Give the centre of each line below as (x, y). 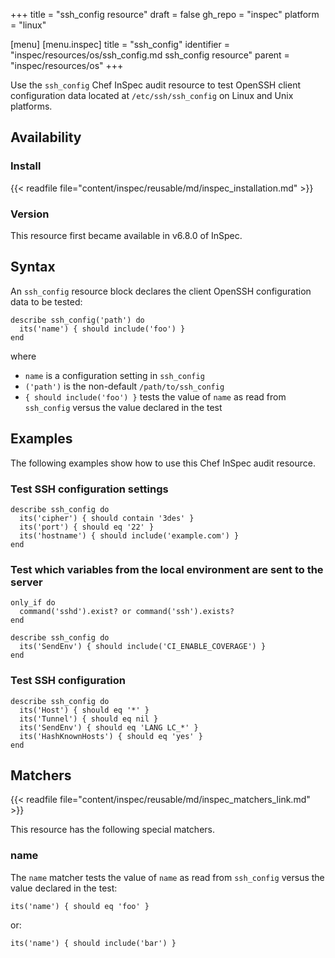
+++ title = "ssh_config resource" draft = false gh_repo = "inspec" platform (165, 14)
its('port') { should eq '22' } (87, 527)
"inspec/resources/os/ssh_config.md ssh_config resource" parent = (150, 55)
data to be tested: (46, 301)
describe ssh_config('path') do (77, 320)
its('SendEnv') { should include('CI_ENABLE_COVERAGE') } (143, 647)
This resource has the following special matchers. (112, 830)
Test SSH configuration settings (89, 489)
